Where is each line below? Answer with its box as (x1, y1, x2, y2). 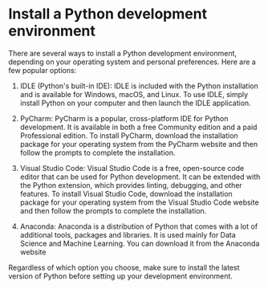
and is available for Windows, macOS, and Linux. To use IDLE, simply (19, 89, 249, 99)
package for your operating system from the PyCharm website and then (19, 139, 258, 149)
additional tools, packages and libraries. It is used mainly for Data (19, 230, 237, 239)
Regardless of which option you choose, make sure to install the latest (8, 263, 240, 272)
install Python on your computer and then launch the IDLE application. (19, 98, 251, 108)
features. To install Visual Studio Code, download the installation (19, 189, 233, 198)
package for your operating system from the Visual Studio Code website (19, 197, 259, 207)
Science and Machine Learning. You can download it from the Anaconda (19, 238, 260, 248)
